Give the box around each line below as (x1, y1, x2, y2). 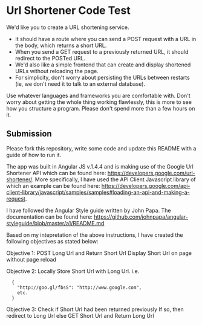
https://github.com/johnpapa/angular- (93, 213, 189, 220)
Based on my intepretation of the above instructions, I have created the (6, 231, 183, 239)
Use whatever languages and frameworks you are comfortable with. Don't (6, 92, 191, 99)
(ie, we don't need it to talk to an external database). (15, 80, 146, 88)
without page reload (6, 256, 56, 263)
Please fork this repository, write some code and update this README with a (6, 144, 197, 152)
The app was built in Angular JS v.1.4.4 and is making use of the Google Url (6, 162, 194, 170)
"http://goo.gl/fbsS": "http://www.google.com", (17, 285, 142, 291)
